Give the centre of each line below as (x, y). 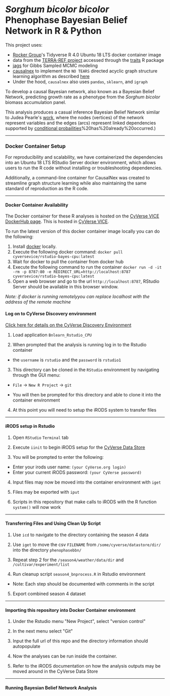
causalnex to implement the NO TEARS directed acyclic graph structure (85, 71)
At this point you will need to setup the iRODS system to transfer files (84, 410)
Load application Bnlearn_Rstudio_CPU (52, 335)
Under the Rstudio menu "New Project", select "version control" (79, 621)
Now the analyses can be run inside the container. (65, 656)
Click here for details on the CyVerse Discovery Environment (68, 325)
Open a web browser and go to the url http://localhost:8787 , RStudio (86, 281)
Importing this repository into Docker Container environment (70, 610)
